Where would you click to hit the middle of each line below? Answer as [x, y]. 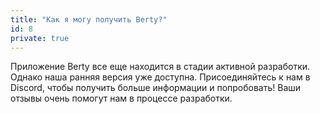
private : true [40, 38]
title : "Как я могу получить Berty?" [89, 19]
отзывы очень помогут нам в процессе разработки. [121, 98]
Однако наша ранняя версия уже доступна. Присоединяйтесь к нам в [160, 77]
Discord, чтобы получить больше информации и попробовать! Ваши [156, 88]
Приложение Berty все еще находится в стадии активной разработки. [160, 67]
